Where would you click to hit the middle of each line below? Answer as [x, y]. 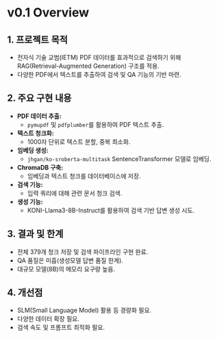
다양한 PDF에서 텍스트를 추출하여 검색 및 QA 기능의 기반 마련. [99, 74]
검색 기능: [30, 184]
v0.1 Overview [48, 13]
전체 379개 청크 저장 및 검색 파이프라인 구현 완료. [82, 252]
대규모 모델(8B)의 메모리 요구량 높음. [66, 269]
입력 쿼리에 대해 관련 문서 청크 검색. [75, 193]
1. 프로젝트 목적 [38, 39]
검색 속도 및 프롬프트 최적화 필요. [61, 328]
